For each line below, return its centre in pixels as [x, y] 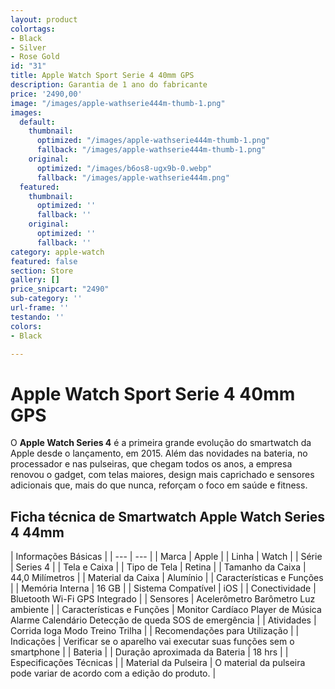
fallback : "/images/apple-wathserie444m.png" [133, 177]
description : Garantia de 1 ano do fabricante [109, 85]
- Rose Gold [35, 57]
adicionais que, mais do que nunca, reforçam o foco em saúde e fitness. [159, 485]
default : [37, 122]
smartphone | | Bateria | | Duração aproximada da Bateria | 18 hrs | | [149, 652]
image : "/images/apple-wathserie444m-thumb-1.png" [118, 103]
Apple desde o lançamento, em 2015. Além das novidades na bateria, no [159, 453]
